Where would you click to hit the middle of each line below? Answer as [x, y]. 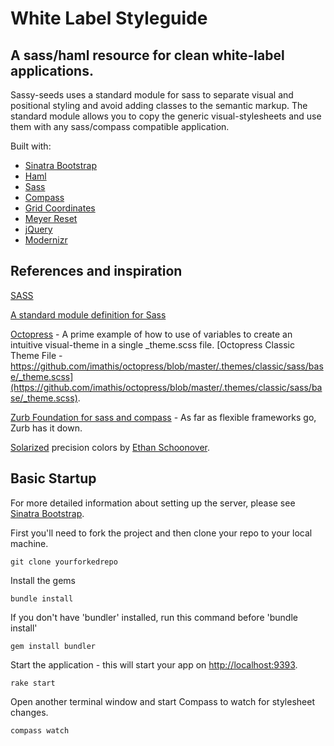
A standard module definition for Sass [88, 314]
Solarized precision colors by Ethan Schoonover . [110, 447]
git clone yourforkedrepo [64, 562]
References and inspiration [96, 271]
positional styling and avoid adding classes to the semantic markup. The [159, 105]
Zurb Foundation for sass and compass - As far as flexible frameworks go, [163, 417]
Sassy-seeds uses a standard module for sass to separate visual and [152, 95]
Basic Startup [53, 478]
